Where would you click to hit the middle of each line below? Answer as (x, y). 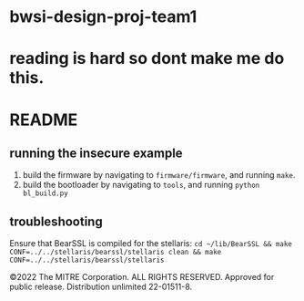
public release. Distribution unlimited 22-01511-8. (101, 287)
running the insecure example (96, 153)
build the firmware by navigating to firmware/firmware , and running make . (159, 175)
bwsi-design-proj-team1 (103, 17)
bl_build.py (45, 193)
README (44, 119)
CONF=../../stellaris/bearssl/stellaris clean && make (116, 253)
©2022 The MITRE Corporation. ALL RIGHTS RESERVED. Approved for (142, 277)
